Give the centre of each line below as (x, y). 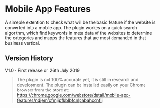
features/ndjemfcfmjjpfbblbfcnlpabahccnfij (60, 100)
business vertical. (23, 43)
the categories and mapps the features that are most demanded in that (76, 38)
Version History (29, 59)
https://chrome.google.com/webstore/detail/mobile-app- (74, 95)
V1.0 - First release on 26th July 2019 (42, 70)
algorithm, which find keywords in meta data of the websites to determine (79, 33)
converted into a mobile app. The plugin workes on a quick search (71, 27)
